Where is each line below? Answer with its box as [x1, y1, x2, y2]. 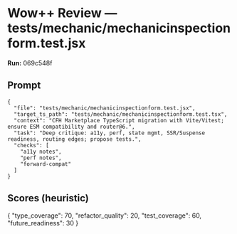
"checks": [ [14, 142, 50, 149]
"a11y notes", [20, 148, 62, 155]
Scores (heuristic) [7, 192, 89, 204]
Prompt [7, 80, 41, 92]
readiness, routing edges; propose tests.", [7, 135, 142, 143]
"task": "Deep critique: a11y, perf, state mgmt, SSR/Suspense [14, 129, 205, 137]
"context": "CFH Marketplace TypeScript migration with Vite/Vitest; [14, 117, 224, 124]
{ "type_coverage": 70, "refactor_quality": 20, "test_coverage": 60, [7, 211, 201, 220]
